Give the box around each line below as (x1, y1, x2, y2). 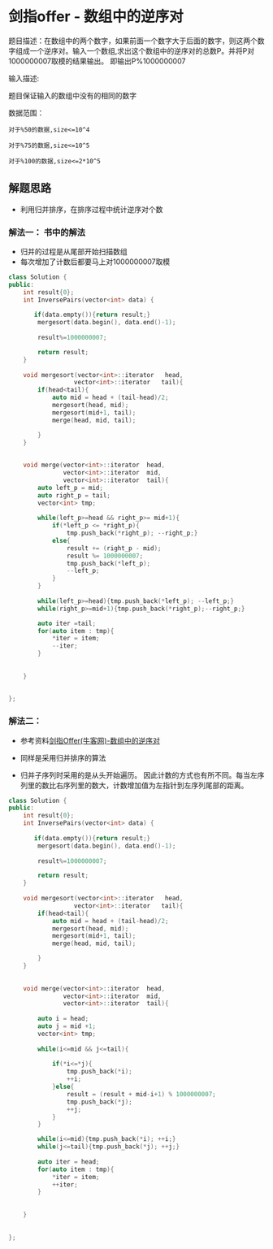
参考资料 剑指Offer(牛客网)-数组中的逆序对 (19, 735, 160, 745)
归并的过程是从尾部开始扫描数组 (19, 247, 128, 257)
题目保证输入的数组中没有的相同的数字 (8, 90, 136, 100)
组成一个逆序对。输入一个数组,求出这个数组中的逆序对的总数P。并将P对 (15, 46, 254, 55)
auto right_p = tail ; (37, 491, 111, 500)
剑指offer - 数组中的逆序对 (8, 7, 184, 26)
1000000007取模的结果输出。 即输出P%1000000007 (8, 56, 186, 66)
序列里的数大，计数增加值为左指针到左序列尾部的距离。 (63, 780, 249, 790)
